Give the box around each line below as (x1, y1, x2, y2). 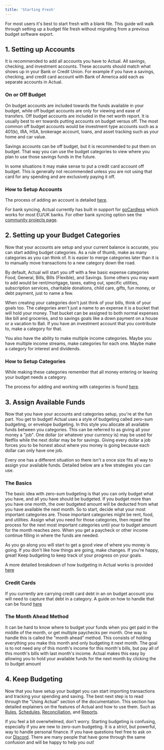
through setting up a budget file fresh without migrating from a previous (5, 26, 150, 32)
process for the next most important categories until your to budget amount (5, 522, 157, 528)
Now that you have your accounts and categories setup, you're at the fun (5, 411, 152, 417)
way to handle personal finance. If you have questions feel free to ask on (5, 729, 151, 735)
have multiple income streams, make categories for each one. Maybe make (5, 340, 156, 346)
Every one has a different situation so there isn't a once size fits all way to (5, 457, 153, 463)
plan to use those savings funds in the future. (5, 154, 96, 159)
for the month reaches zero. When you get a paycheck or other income (5, 527, 148, 533)
